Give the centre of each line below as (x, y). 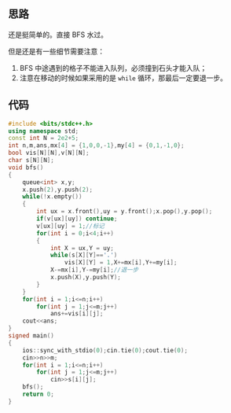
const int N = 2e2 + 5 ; (44, 138)
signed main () (31, 336)
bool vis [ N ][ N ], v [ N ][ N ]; (49, 153)
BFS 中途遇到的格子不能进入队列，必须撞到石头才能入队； (113, 68)
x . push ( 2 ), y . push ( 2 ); (57, 190)
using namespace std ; (44, 131)
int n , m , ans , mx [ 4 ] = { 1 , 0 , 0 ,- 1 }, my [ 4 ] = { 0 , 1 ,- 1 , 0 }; (96, 146)
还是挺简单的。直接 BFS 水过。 (58, 35)
